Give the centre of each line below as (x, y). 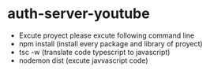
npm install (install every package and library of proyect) (111, 43)
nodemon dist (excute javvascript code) (83, 60)
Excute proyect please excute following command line (107, 35)
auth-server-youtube (79, 14)
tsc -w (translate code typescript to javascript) (94, 52)
